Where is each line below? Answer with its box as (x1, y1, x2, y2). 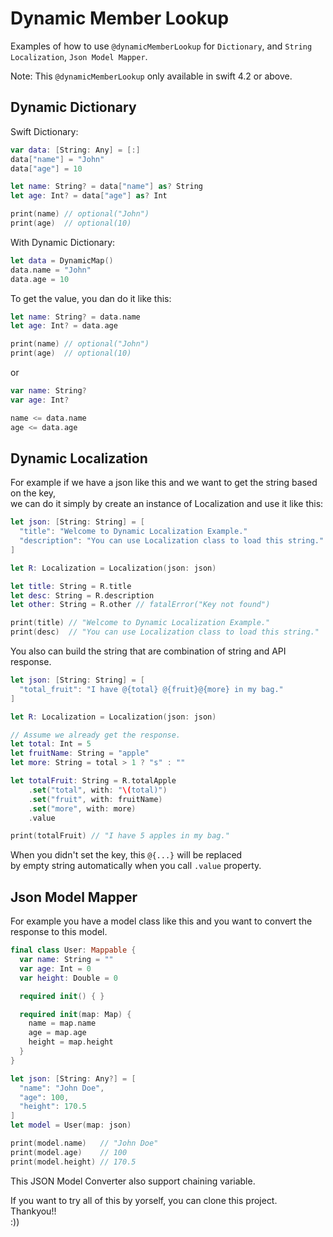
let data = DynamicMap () (10, 255, 114, 266)
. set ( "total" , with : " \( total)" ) (28, 785, 168, 795)
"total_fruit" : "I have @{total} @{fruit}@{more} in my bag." (19, 684, 284, 694)
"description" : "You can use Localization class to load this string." (19, 536, 325, 546)
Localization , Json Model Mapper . (10, 50, 148, 62)
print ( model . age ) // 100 (10, 1147, 128, 1157)
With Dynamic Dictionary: (10, 236, 116, 248)
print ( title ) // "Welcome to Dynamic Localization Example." (10, 618, 271, 628)
